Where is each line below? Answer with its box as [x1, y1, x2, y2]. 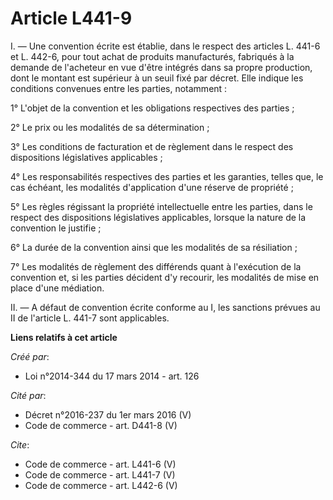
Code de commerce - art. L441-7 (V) [24, 468, 176, 481]
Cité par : [10, 389, 47, 401]
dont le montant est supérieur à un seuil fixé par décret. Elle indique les [10, 72, 304, 84]
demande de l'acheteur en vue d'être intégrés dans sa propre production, [10, 61, 313, 73]
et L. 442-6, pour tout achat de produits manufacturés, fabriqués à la [10, 50, 295, 62]
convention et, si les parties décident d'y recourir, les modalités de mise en [10, 271, 320, 283]
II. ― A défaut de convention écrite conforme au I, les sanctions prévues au [10, 301, 321, 313]
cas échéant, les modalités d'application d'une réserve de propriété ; [10, 181, 294, 193]
